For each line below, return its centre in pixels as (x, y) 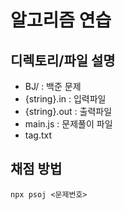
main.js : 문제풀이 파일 (68, 124)
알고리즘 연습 (61, 20)
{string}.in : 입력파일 (65, 99)
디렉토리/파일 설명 (63, 60)
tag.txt (38, 135)
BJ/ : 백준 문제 (53, 86)
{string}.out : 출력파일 (68, 111)
